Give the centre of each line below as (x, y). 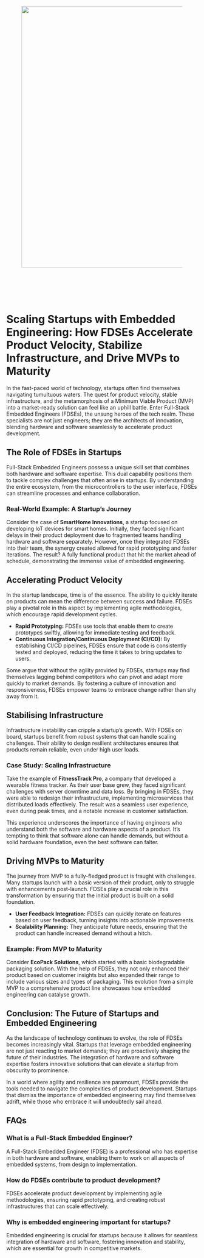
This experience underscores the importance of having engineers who (94, 822)
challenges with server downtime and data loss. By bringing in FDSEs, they (100, 791)
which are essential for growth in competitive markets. (74, 1248)
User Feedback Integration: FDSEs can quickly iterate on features (98, 914)
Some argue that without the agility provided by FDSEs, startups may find (98, 670)
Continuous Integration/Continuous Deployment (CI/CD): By (93, 639)
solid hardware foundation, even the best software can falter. (83, 842)
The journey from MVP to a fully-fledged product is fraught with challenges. (101, 876)
